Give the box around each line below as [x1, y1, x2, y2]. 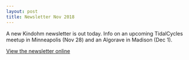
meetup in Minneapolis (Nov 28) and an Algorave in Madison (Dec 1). [6, 36, 173, 43]
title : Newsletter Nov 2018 [6, 14, 75, 20]
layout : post [6, 8, 38, 15]
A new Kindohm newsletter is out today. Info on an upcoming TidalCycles [6, 30, 183, 37]
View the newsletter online [6, 47, 70, 54]
